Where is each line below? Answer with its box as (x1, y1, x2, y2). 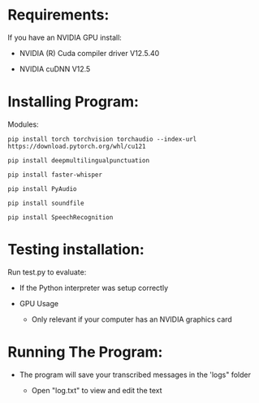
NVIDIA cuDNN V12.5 (19, 63, 91, 74)
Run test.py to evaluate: (7, 266, 87, 277)
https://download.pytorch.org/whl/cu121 (7, 142, 147, 150)
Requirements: (7, 6, 110, 24)
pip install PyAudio (7, 184, 78, 193)
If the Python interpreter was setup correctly (19, 283, 169, 292)
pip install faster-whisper (7, 171, 103, 179)
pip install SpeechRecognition (7, 213, 114, 221)
